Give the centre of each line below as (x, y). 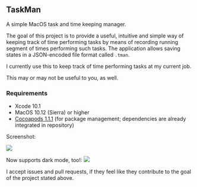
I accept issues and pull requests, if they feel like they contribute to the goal (99, 172)
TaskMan (24, 10)
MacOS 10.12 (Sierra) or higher (52, 113)
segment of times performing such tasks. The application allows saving (93, 48)
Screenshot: (21, 137)
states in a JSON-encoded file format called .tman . (68, 54)
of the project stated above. (40, 178)
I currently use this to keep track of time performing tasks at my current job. (99, 66)
